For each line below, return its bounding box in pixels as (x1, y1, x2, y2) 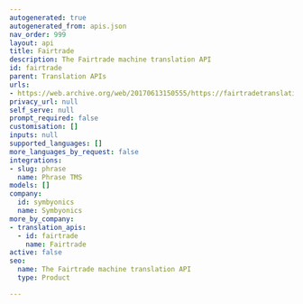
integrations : (9, 155, 63, 165)
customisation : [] (9, 123, 78, 132)
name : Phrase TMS (17, 172, 83, 181)
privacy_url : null (9, 97, 78, 106)
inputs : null (9, 131, 59, 140)
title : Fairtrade (9, 47, 75, 56)
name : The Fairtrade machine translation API (17, 265, 192, 274)
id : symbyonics (17, 198, 75, 207)
